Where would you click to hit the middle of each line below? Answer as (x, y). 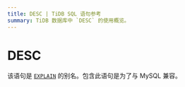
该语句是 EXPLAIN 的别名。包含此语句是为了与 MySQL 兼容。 (95, 76)
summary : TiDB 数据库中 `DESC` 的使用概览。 (68, 21)
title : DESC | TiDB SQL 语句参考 (54, 14)
